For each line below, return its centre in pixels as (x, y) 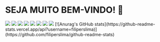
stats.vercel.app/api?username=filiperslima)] (51, 29)
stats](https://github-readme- (125, 24)
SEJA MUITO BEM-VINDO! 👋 (64, 10)
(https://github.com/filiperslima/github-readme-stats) (60, 34)
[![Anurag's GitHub (74, 24)
